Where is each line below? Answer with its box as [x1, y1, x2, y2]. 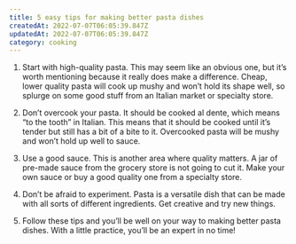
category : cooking [9, 37, 77, 47]
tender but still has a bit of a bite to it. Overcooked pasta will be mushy [21, 126, 280, 138]
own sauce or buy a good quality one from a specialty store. [21, 172, 242, 183]
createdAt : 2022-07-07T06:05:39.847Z [9, 21, 149, 30]
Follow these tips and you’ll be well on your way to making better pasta [21, 216, 282, 226]
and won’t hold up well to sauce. [21, 136, 141, 146]
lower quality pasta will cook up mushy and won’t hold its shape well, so [21, 81, 285, 91]
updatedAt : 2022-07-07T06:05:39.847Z [9, 29, 149, 38]
